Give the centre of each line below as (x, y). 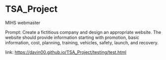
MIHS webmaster (23, 23)
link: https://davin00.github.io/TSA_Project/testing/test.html (66, 52)
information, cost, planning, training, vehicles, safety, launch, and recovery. (82, 42)
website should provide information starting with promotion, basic (72, 37)
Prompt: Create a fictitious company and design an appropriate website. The (83, 32)
